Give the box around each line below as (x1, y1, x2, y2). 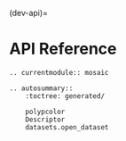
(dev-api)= (9, 8, 49, 18)
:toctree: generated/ (25, 91, 105, 101)
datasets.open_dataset (25, 122, 109, 132)
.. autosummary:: (9, 84, 74, 93)
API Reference (9, 39, 117, 59)
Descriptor (25, 115, 66, 124)
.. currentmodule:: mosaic (9, 68, 109, 77)
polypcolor (25, 107, 66, 116)
